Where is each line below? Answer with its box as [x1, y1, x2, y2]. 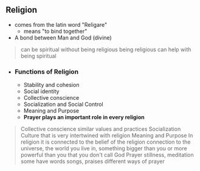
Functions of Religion [14, 67, 79, 75]
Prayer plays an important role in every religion [23, 114, 145, 121]
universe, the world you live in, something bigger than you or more [20, 145, 187, 152]
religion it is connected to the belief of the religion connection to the [20, 138, 191, 145]
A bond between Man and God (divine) [14, 33, 112, 41]
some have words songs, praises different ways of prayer [20, 158, 165, 165]
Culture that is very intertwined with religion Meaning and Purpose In [20, 132, 193, 139]
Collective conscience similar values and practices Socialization [20, 125, 181, 133]
